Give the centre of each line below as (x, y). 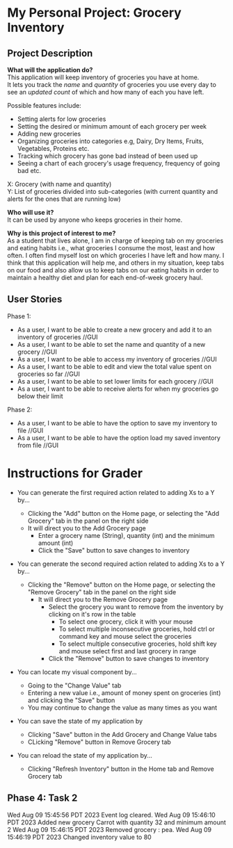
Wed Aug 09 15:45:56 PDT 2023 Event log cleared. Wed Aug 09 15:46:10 (111, 815)
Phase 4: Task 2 (42, 798)
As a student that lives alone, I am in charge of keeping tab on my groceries (115, 240)
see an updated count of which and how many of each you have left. (106, 92)
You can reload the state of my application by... (85, 755)
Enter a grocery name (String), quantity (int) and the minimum (126, 535)
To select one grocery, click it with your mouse (126, 621)
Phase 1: (19, 316)
